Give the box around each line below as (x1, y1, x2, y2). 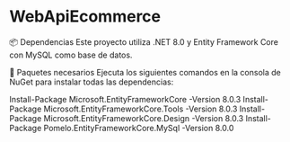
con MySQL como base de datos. (9, 49, 133, 60)
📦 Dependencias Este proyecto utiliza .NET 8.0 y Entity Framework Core (9, 36, 278, 47)
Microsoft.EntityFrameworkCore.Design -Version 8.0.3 (43, 112, 244, 123)
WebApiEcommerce (9, 6, 162, 27)
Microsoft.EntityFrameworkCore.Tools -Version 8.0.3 (43, 103, 238, 114)
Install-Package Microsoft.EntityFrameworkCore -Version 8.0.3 (9, 93, 242, 104)
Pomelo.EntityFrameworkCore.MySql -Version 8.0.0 (43, 122, 234, 133)
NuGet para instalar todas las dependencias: (9, 76, 174, 87)
